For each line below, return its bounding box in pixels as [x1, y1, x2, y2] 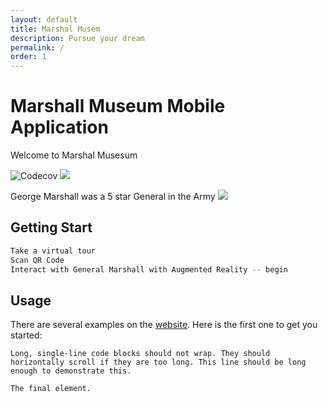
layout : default [10, 14, 78, 25]
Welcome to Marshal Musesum [10, 149, 138, 161]
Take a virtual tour [10, 246, 97, 256]
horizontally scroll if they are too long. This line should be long [10, 357, 307, 368]
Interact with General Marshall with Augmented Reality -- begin [10, 264, 288, 275]
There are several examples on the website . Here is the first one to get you [10, 319, 318, 331]
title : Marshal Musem [10, 24, 101, 34]
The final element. [10, 384, 92, 394]
